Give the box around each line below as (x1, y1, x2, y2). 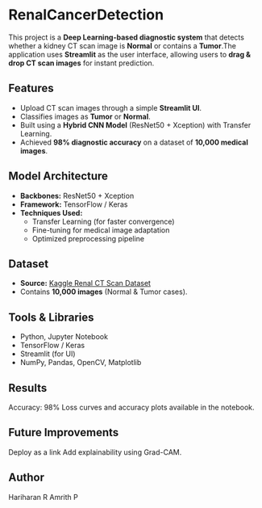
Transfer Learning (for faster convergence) (31, 216, 175, 226)
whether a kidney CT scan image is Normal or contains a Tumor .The (8, 40, 236, 50)
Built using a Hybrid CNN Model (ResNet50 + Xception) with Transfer (19, 120, 252, 130)
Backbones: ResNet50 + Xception (19, 191, 135, 200)
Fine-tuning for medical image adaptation (31, 225, 170, 235)
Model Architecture (8, 170, 109, 183)
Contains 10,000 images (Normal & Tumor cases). (19, 287, 188, 296)
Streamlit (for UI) (19, 349, 76, 359)
